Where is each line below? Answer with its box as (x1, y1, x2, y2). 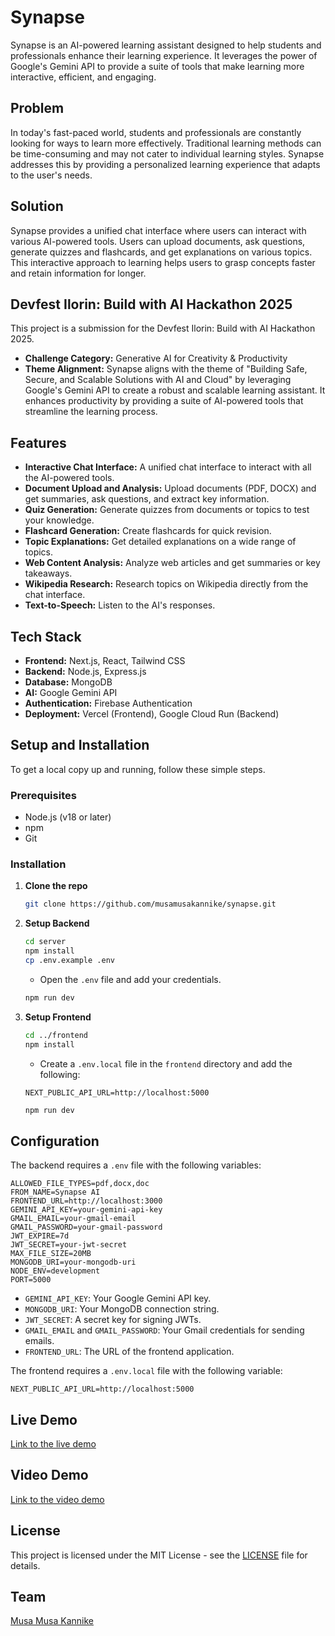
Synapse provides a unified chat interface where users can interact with (10, 224, 307, 236)
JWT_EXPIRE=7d (10, 1231, 70, 1241)
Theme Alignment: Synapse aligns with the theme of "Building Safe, (24, 363, 308, 375)
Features (10, 434, 67, 451)
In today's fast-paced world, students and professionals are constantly (10, 126, 302, 138)
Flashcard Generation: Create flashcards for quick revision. (24, 525, 272, 537)
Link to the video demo (10, 1493, 105, 1505)
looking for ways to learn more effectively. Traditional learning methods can (10, 137, 322, 149)
